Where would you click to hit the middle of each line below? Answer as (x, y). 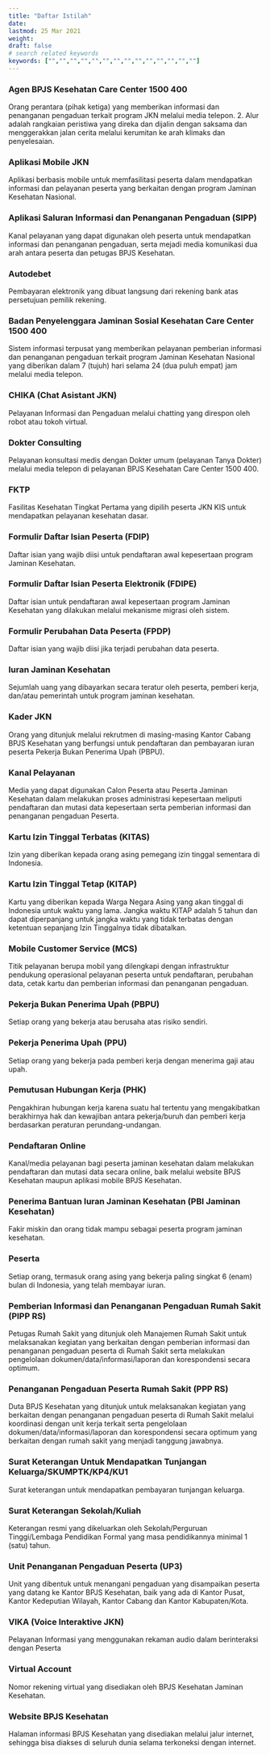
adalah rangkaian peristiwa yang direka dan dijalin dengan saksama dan (128, 124)
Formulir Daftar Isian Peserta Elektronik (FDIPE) (103, 584)
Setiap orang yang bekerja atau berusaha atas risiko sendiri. (108, 1022)
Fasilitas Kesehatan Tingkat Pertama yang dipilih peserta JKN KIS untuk (127, 507)
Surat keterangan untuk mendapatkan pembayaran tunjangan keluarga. (127, 1490)
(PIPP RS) (27, 1316)
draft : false (30, 46)
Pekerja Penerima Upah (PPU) (68, 1042)
